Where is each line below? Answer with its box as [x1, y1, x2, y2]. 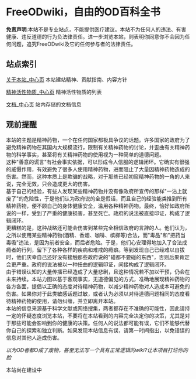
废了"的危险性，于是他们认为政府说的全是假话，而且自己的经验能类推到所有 [6, 194, 188, 202]
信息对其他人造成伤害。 [6, 334, 62, 341]
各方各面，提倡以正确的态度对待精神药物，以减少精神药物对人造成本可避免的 [6, 282, 190, 290]
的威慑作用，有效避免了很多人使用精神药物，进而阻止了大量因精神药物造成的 [6, 165, 190, 173]
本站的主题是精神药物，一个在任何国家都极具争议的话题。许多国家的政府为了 [6, 136, 190, 144]
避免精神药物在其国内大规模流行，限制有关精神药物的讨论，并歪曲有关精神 [6, 144, 185, 151]
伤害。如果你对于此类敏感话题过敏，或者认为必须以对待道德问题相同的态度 [6, 290, 185, 297]
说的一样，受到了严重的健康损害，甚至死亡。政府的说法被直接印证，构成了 [6, 209, 185, 217]
